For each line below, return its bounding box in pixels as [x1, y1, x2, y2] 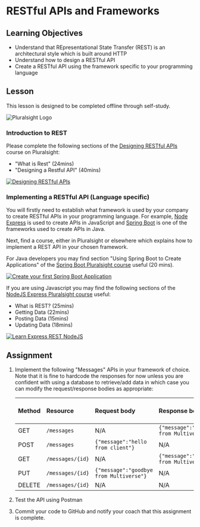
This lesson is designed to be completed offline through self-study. [6, 102, 171, 109]
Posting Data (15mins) [14, 315, 69, 322]
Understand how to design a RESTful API [14, 57, 115, 63]
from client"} [95, 445, 135, 451]
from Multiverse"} [95, 473, 147, 480]
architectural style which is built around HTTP [14, 50, 127, 57]
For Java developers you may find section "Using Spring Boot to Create [6, 255, 182, 262]
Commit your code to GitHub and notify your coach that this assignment [14, 508, 192, 515]
